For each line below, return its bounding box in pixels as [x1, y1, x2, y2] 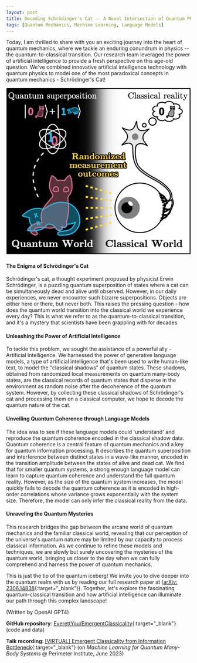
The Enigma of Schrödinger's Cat [6, 262, 89, 270]
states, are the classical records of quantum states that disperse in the [6, 376, 176, 384]
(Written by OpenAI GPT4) [6, 608, 69, 615]
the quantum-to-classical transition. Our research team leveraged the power [6, 51, 191, 58]
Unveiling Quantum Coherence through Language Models [6, 415, 150, 422]
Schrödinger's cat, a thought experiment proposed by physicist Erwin [6, 275, 174, 282]
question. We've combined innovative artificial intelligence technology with [6, 63, 187, 70]
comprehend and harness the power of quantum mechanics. [6, 561, 152, 568]
